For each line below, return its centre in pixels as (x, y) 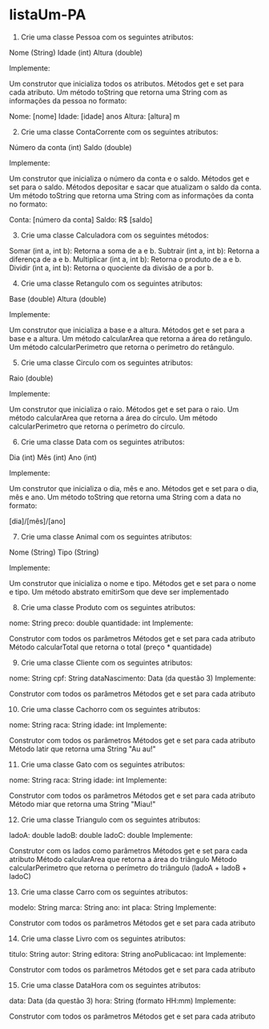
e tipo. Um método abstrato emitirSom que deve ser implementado (119, 592)
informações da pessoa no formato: (68, 100)
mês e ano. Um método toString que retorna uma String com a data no (125, 497)
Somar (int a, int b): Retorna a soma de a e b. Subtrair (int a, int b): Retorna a (134, 250)
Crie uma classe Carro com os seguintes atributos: (104, 892)
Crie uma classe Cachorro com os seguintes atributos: (110, 709)
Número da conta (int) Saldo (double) (70, 147)
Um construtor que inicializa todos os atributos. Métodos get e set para (126, 83)
